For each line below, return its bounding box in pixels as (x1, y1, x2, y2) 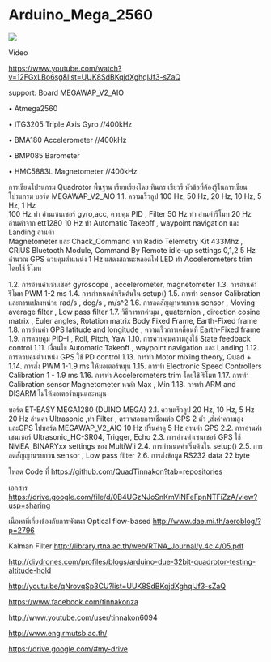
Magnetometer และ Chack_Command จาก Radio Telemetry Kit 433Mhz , (8, 236, 243, 246)
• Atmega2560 (8, 103, 58, 113)
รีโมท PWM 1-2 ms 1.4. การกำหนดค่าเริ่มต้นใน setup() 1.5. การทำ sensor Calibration (8, 288, 261, 298)
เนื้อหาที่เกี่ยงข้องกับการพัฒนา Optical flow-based (8, 516, 151, 526)
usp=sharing (8, 501, 51, 510)
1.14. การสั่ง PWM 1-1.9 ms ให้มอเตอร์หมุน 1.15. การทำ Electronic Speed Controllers (8, 361, 262, 371)
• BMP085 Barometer (8, 150, 81, 160)
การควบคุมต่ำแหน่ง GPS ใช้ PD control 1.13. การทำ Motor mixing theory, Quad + (8, 351, 252, 362)
